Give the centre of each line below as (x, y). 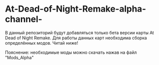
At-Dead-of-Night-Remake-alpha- (76, 9)
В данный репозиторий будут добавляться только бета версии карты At (79, 32)
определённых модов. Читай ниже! (42, 43)
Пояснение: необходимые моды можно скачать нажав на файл (71, 52)
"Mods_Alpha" (19, 57)
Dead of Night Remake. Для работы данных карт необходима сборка (76, 38)
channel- (24, 19)
